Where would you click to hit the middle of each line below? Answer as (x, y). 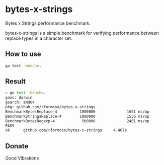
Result (16, 81)
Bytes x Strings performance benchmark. (48, 23)
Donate (17, 146)
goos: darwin (19, 98)
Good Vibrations (22, 158)
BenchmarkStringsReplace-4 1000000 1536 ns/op (77, 116)
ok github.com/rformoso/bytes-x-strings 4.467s (66, 130)
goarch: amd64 (20, 102)
